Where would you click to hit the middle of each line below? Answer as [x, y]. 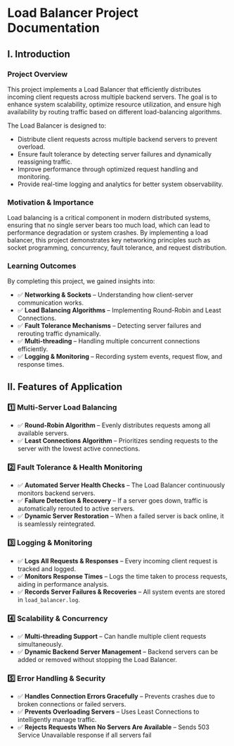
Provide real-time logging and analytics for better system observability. [120, 184]
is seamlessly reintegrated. [57, 524]
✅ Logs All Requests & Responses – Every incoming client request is [117, 561]
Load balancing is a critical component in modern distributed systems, [109, 218]
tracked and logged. [46, 568]
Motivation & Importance [51, 202]
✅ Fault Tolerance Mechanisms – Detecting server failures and [109, 326]
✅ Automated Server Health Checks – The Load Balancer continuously [121, 485]
